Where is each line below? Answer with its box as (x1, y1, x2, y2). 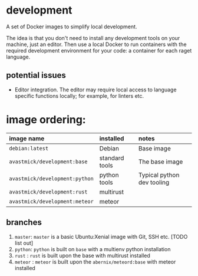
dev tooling (138, 178, 170, 186)
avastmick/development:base (9, 158, 88, 165)
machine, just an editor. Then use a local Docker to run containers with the (6, 41, 187, 48)
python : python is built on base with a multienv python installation (14, 245, 171, 252)
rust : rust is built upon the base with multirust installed (14, 252, 150, 259)
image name (9, 134, 45, 142)
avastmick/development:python (9, 175, 94, 182)
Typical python (138, 170, 180, 179)
